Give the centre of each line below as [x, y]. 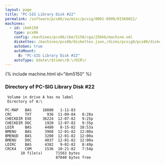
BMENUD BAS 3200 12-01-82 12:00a [49, 136]
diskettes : [25, 42]
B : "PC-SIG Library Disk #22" [49, 55]
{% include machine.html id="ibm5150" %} [48, 74]
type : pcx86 [26, 33]
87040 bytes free [73, 157]
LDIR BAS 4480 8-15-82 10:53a [49, 127]
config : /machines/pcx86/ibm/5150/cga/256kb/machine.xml [73, 37]
